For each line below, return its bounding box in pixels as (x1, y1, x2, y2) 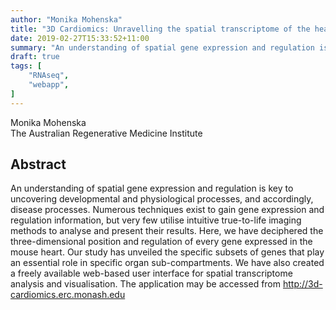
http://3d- (282, 278, 323, 290)
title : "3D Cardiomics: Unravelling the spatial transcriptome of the (10, 24, 311, 34)
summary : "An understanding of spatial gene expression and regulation (10, 42, 315, 53)
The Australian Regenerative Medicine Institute (10, 127, 203, 139)
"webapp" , (28, 80, 70, 90)
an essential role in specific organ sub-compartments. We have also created (10, 257, 325, 269)
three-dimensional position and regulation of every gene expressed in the (10, 236, 313, 248)
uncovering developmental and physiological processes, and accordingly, (10, 193, 314, 205)
